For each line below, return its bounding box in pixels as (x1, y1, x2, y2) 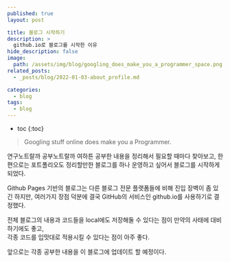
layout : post (7, 17, 45, 23)
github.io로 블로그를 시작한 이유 (13, 42, 97, 49)
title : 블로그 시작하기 (7, 29, 65, 36)
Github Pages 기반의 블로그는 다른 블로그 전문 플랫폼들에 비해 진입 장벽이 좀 (7, 184, 211, 192)
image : (7, 54, 26, 62)
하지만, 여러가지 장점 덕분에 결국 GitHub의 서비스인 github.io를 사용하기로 (14, 192, 213, 201)
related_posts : (7, 67, 51, 74)
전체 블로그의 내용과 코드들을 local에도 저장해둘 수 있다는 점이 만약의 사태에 (7, 216, 209, 224)
